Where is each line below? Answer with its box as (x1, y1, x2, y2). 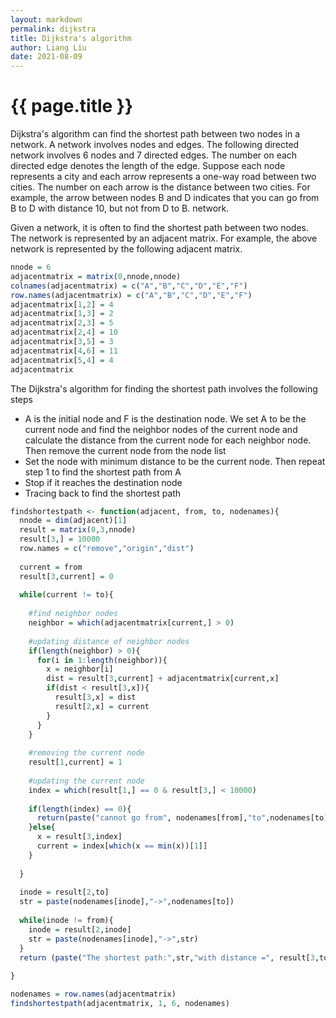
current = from (19, 562, 83, 572)
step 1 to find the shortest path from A (24, 466, 182, 478)
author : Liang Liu (10, 42, 87, 53)
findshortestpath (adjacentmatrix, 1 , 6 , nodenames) (10, 999, 230, 1009)
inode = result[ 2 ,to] (19, 887, 110, 898)
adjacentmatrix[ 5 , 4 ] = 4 (10, 355, 114, 365)
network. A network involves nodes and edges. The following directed (10, 139, 300, 151)
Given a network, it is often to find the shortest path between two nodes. (10, 222, 310, 234)
